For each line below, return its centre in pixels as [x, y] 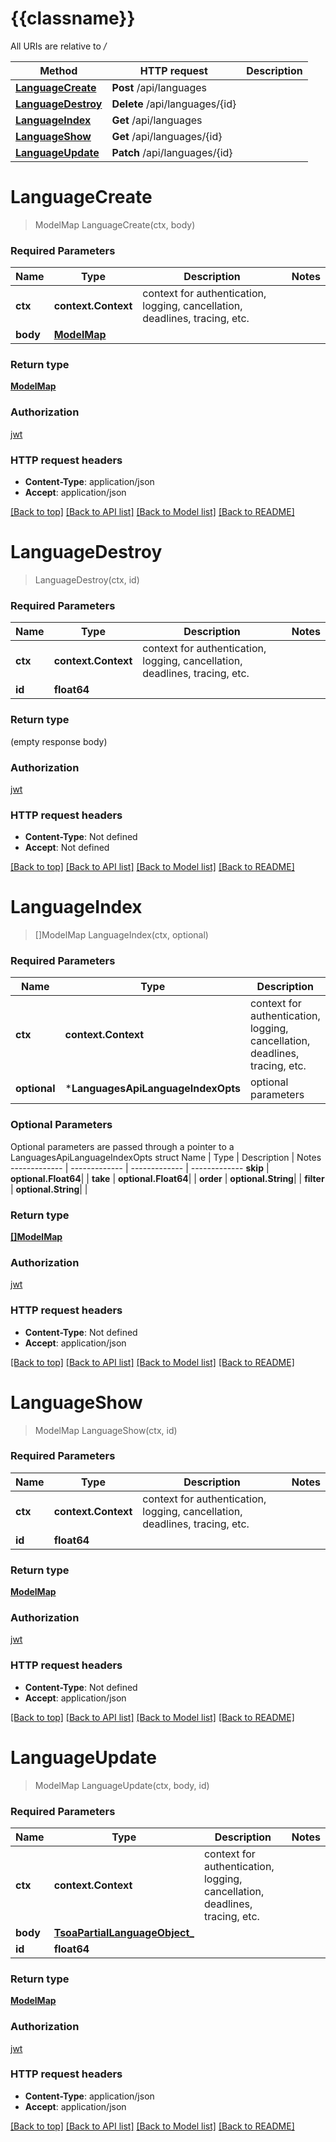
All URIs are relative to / [58, 46]
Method [58, 70]
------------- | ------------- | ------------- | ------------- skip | [140, 1168]
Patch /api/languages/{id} [172, 152]
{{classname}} [73, 18]
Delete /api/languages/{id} [174, 104]
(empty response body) [59, 741]
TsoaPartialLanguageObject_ [124, 1932]
